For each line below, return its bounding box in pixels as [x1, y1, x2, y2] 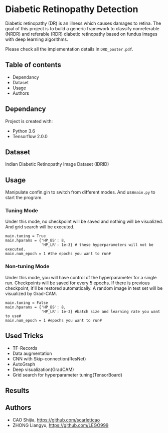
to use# [5, 314, 22, 319]
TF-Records [12, 345, 38, 351]
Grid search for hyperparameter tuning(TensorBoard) [12, 372, 123, 378]
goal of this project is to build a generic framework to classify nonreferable [5, 25, 159, 31]
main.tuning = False [5, 300, 49, 305]
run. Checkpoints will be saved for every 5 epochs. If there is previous [5, 280, 150, 286]
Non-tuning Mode [5, 263, 50, 270]
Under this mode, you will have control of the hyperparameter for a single [5, 274, 157, 280]
